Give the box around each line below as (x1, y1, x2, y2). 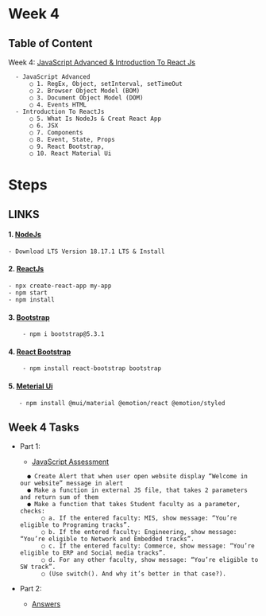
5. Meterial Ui (8, 381, 53, 391)
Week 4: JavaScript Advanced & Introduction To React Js (8, 57, 196, 67)
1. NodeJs (8, 230, 42, 240)
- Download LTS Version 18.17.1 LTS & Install (8, 248, 165, 255)
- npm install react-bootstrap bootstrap (22, 365, 161, 372)
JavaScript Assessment (31, 457, 110, 466)
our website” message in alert (19, 479, 124, 488)
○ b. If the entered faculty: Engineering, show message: (40, 528, 237, 536)
